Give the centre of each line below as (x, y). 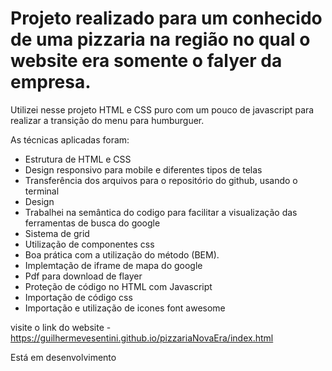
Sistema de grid (57, 233)
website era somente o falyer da (146, 61)
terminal (42, 191)
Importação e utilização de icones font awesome (125, 308)
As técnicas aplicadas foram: (70, 139)
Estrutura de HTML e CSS (78, 159)
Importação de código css (78, 297)
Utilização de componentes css (89, 244)
